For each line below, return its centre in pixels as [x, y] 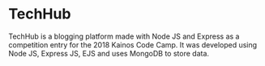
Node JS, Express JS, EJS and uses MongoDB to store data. [109, 53]
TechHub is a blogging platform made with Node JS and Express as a [124, 36]
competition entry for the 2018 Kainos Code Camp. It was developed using [133, 44]
